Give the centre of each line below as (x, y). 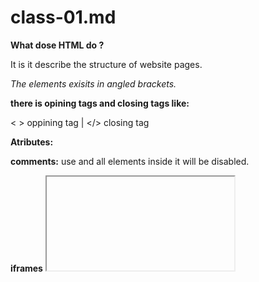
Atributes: (32, 142)
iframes (26, 268)
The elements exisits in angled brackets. (93, 83)
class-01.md (63, 17)
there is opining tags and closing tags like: (100, 103)
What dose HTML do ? (57, 45)
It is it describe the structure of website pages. (106, 64)
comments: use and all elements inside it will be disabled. (130, 161)
